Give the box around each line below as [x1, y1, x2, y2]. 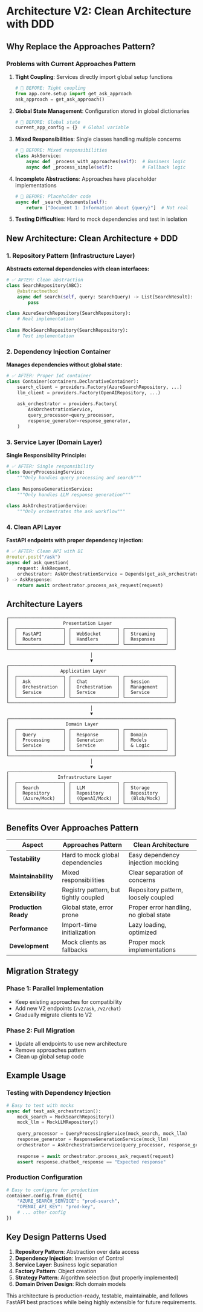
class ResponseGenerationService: [6, 486, 94, 492]
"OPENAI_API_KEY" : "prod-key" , [17, 1204, 96, 1210]
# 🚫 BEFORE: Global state [14, 119, 80, 125]
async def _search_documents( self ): [14, 199, 108, 205]
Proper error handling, [128, 903, 192, 912]
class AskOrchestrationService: [6, 503, 88, 509]
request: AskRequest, [17, 565, 71, 571]
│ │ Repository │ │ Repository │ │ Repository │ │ [6, 790, 177, 796]
